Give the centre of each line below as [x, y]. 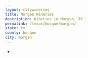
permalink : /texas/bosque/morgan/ [41, 24]
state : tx [15, 28]
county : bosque [21, 33]
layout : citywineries [27, 10]
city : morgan [19, 38]
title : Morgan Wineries [30, 14]
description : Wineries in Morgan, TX [44, 19]
